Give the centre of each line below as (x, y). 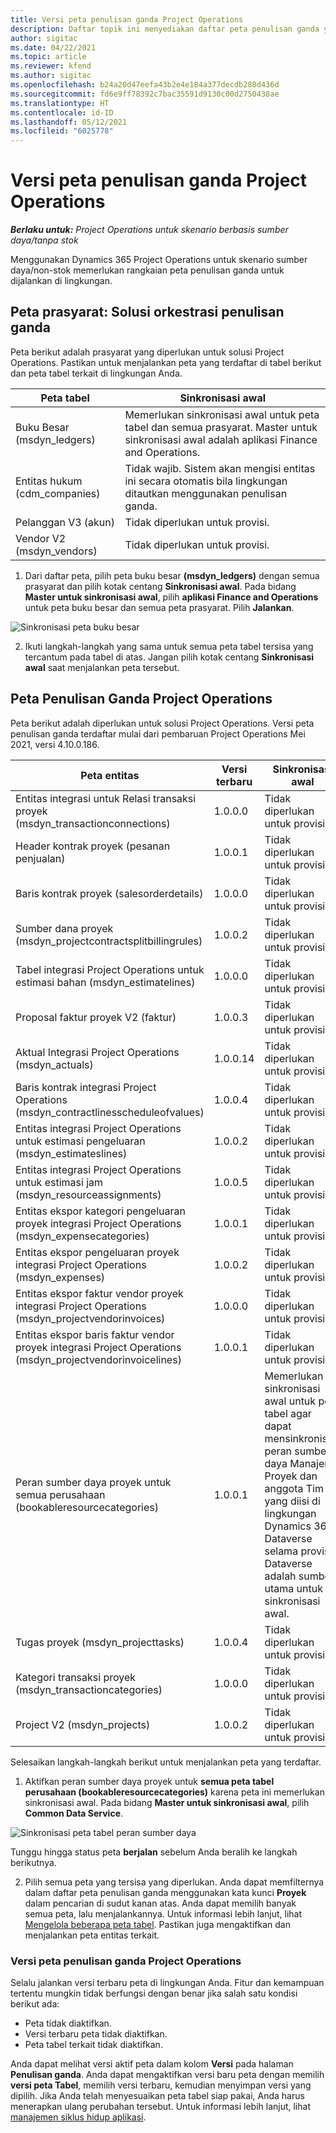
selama (281, 1551)
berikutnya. (33, 1862)
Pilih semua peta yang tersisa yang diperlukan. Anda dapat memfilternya (174, 1882)
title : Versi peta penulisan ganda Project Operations (127, 19)
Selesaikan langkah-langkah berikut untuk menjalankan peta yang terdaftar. (166, 1762)
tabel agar (288, 1413)
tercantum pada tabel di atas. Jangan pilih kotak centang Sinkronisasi (169, 657)
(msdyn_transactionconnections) (93, 823)
